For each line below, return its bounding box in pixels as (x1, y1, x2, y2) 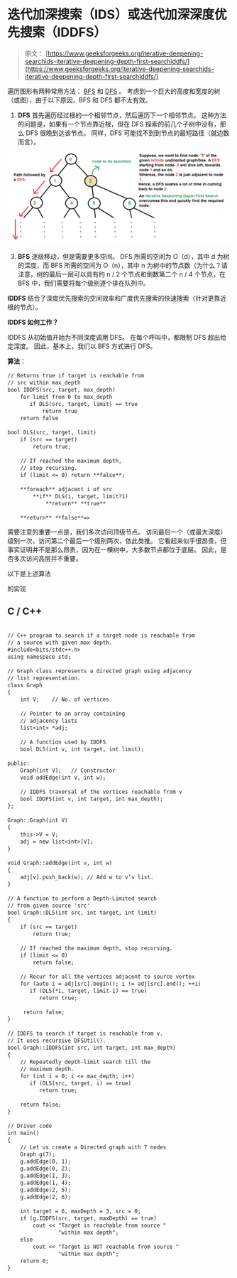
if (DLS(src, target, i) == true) (29, 1080, 132, 1088)
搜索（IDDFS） (20, 24, 107, 41)
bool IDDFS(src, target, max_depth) (7, 386, 116, 393)
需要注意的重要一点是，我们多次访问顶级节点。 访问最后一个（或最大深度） (7, 527, 227, 536)
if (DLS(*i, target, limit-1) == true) (29, 987, 148, 995)
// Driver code (7, 1122, 53, 1130)
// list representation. (7, 675, 81, 682)
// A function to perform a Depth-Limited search (7, 895, 158, 903)
